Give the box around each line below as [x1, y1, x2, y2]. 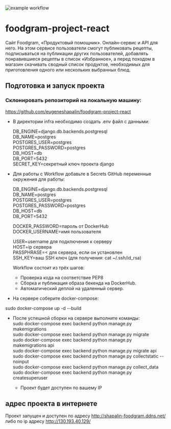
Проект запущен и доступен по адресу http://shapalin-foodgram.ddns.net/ [5, 413, 166, 419]
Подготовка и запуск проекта [5, 82, 105, 90]
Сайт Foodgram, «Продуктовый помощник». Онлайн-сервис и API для [5, 39, 158, 45]
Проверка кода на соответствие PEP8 [20, 274, 104, 280]
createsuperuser [12, 374, 48, 380]
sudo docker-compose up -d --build [5, 305, 82, 311]
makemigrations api [12, 342, 55, 348]
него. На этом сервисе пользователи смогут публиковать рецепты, [5, 45, 153, 51]
